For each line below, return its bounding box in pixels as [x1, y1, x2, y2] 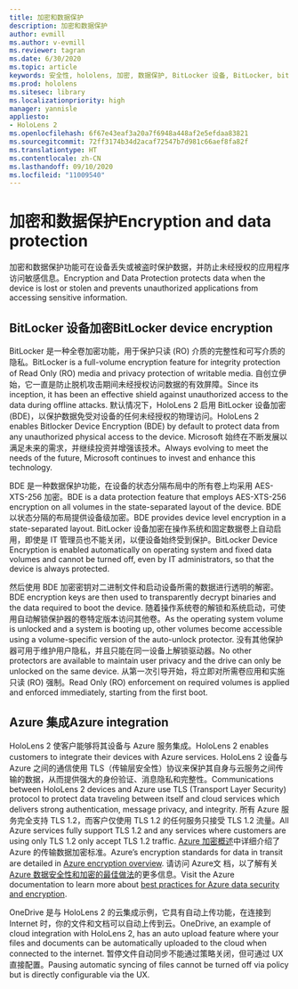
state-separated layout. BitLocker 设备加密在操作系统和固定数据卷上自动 [9, 523, 274, 534]
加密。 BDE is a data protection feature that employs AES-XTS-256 [44, 492, 287, 502]
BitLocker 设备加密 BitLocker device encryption [9, 320, 273, 335]
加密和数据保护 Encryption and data [9, 211, 271, 232]
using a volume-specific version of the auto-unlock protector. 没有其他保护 [9, 634, 284, 644]
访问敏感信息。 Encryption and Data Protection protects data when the [9, 273, 266, 283]
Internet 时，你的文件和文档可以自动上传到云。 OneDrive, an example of [9, 918, 271, 928]
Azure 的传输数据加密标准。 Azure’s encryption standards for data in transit [9, 846, 283, 857]
